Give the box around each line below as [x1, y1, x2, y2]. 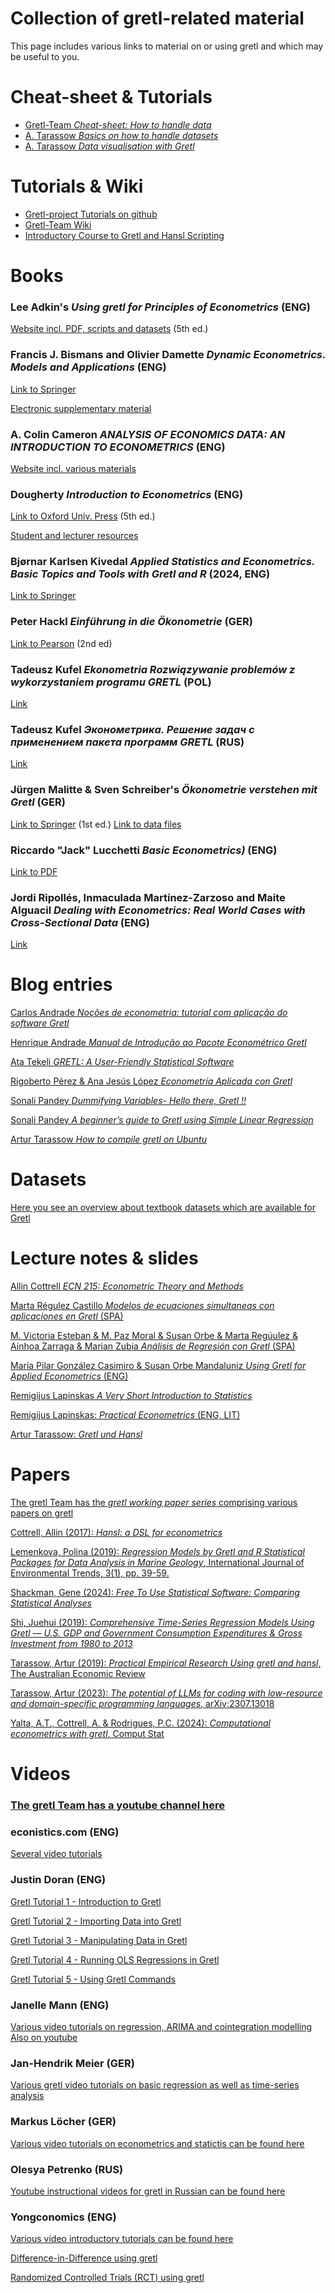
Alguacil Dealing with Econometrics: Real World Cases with [10, 903, 306, 917]
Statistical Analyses [10, 1597, 92, 1609]
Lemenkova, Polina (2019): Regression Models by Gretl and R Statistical [10, 1546, 305, 1558]
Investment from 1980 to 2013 [10, 1638, 133, 1650]
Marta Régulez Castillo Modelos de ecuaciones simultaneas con [10, 1300, 275, 1312]
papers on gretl [10, 1507, 74, 1519]
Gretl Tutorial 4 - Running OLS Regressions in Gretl [10, 1953, 220, 1966]
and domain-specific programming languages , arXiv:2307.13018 [10, 1698, 275, 1710]
